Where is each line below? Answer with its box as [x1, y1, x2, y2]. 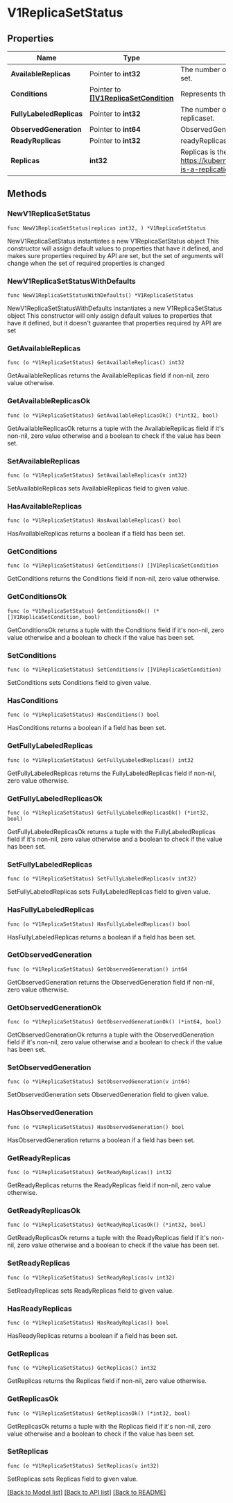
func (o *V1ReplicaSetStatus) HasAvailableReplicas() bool [7, 517, 182, 525]
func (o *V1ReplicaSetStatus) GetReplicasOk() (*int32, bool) [7, 1410, 191, 1417]
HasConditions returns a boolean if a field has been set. [7, 724, 166, 732]
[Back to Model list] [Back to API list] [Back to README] [7, 1488, 166, 1496]
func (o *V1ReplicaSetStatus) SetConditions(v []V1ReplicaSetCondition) [7, 666, 222, 674]
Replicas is [180, 147, 216, 157]
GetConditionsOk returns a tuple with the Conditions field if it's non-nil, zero [7, 626, 224, 634]
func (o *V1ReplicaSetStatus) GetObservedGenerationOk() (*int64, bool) [7, 1019, 222, 1026]
